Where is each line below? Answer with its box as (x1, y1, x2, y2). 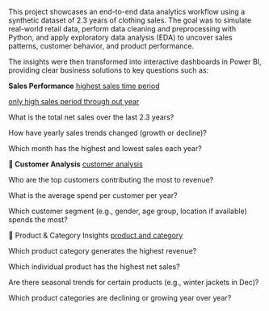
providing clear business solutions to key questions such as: (8, 65, 209, 75)
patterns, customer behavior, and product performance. (8, 41, 195, 51)
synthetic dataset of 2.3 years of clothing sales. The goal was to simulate (8, 15, 252, 25)
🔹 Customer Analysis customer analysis (8, 159, 143, 169)
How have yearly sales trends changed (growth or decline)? (8, 128, 208, 137)
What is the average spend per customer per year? (8, 191, 178, 200)
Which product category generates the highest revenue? (8, 246, 197, 255)
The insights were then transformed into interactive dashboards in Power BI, (8, 57, 262, 66)
